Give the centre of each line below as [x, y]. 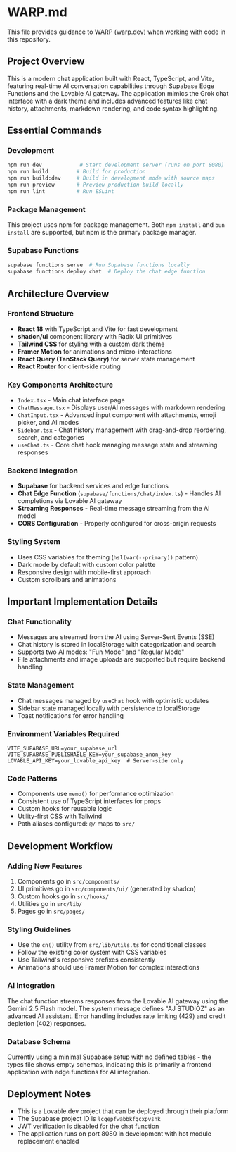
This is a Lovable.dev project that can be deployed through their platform [123, 1111]
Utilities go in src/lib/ [50, 904]
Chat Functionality [39, 622]
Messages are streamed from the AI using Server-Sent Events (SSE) [116, 637]
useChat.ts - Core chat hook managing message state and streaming [117, 445]
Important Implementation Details [83, 602]
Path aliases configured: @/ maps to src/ [76, 824]
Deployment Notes [49, 1094]
